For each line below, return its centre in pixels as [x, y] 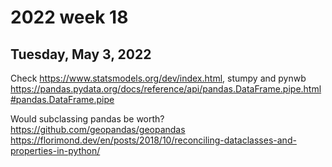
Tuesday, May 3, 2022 [81, 54]
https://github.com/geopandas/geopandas [98, 129]
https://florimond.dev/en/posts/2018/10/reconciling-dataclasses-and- [153, 140]
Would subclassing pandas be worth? [87, 119]
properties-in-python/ [55, 150]
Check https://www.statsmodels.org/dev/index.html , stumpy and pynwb [158, 78]
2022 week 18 [69, 17]
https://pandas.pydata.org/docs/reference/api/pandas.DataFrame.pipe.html [166, 89]
